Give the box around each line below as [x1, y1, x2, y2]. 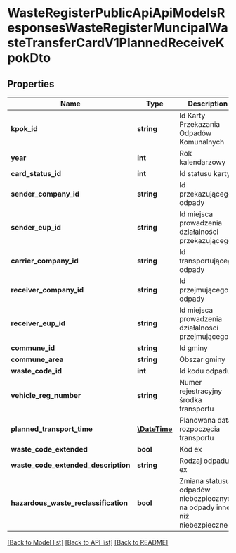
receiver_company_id [11, 285, 84, 294]
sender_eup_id [11, 223, 62, 232]
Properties [7, 77, 55, 89]
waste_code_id [11, 366, 62, 375]
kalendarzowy [178, 157, 226, 167]
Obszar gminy [178, 354, 226, 364]
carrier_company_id [11, 256, 79, 266]
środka [178, 395, 202, 404]
